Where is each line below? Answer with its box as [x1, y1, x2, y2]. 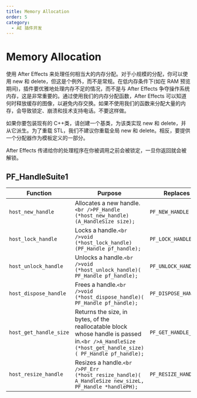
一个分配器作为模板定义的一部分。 [6, 135, 89, 142]
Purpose [97, 189, 122, 197]
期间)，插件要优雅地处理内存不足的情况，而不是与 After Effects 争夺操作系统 [6, 85, 190, 92]
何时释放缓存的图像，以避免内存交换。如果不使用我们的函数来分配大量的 [6, 100, 181, 107]
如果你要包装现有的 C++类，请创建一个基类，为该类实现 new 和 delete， [6, 120, 182, 127]
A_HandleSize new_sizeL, [74, 377, 144, 384]
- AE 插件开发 [11, 25, 42, 31]
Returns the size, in [74, 308, 128, 316]
